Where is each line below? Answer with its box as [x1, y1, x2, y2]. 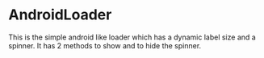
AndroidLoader [8, 6, 112, 24]
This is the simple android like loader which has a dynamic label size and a [8, 32, 256, 42]
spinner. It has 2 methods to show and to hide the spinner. [8, 40, 202, 50]
